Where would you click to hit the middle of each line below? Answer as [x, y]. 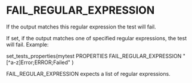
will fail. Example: [27, 44]
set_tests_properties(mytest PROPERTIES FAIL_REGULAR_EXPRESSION [94, 56]
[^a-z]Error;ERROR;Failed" [38, 62]
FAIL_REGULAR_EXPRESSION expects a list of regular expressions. [89, 74]
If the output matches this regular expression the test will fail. [81, 27]
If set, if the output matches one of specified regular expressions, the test [96, 38]
